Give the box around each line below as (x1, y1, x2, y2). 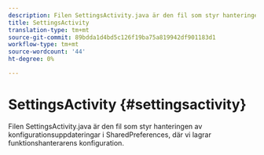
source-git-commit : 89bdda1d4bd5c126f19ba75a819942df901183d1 (8, 33, 216, 41)
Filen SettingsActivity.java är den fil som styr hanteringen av (8, 121, 203, 131)
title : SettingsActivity (8, 19, 90, 27)
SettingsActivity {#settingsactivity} (8, 96, 247, 114)
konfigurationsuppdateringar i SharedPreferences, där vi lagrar (8, 130, 212, 139)
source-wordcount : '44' (8, 48, 86, 56)
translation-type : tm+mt (8, 26, 90, 34)
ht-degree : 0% (8, 56, 55, 63)
